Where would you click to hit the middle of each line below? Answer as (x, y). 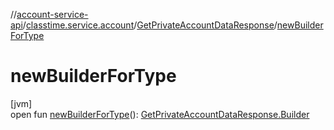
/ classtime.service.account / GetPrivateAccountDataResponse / (150, 25)
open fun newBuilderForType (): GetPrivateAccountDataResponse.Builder (160, 114)
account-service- (52, 14)
